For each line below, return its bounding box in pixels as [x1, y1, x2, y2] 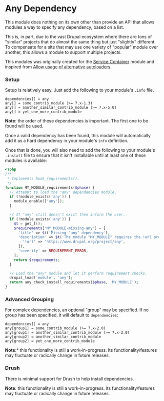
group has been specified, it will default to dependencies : [5, 312, 119, 318]
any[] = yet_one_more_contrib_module [5, 109, 82, 115]
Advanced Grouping [5, 296, 54, 303]
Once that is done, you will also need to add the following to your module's [5, 147, 155, 153]
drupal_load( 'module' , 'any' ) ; [9, 275, 73, 281]
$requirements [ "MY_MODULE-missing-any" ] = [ [14, 225, 106, 231]
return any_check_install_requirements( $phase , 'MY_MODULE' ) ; [9, 280, 139, 285]
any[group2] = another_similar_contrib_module [5, 335, 102, 340]
